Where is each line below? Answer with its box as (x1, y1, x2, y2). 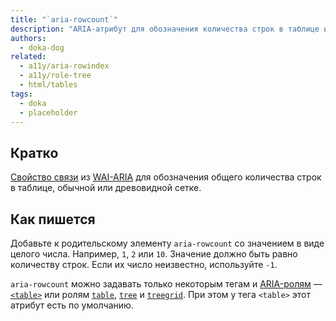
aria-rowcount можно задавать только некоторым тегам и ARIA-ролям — (10, 278, 323, 290)
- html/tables (19, 80, 78, 90)
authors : (10, 33, 47, 43)
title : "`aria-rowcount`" (10, 14, 118, 25)
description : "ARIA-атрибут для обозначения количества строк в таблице (10, 24, 320, 34)
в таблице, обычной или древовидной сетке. (10, 182, 202, 194)
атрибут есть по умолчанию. (10, 299, 134, 311)
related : (10, 52, 47, 62)
